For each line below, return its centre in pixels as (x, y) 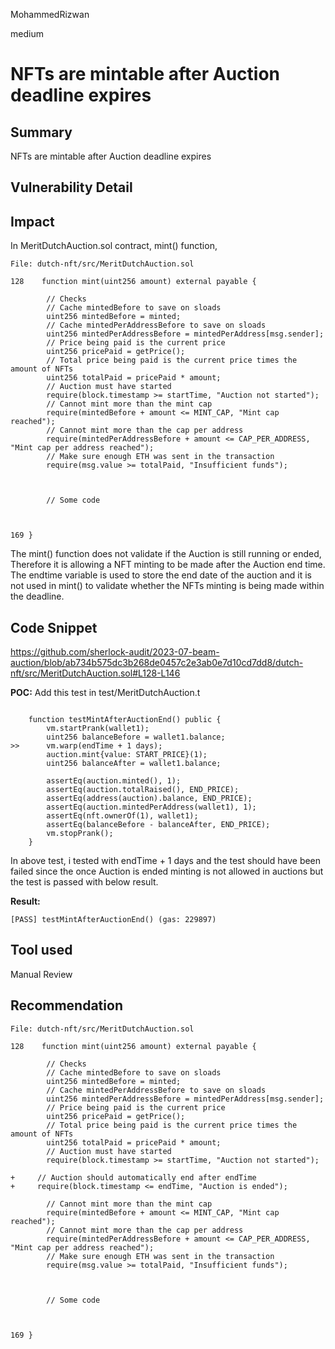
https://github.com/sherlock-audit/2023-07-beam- (115, 652)
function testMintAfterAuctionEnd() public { (125, 720)
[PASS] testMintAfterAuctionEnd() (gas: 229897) (113, 920)
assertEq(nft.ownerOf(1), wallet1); (122, 816)
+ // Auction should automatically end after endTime (133, 1177)
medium (27, 33)
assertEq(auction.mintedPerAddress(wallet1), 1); (151, 807)
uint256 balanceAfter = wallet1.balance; (134, 764)
